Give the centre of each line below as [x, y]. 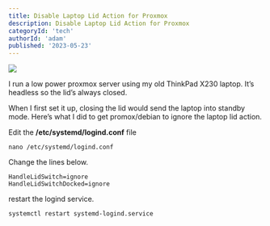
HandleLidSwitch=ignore [49, 177]
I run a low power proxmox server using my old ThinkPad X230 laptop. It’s [131, 84]
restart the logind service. [51, 199]
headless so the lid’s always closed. [68, 93]
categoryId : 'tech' [41, 31]
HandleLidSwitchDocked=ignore [59, 184]
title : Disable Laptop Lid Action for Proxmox [88, 16]
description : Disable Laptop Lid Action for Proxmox [99, 23]
